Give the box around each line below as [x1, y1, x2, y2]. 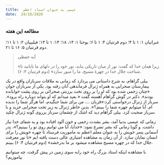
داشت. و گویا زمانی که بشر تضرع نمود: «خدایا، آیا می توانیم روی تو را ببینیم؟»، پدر [5, 123, 154, 130]
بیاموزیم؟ [5, 154, 23, 160]
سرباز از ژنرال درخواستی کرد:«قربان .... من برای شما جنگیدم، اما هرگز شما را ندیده [5, 98, 159, 104]
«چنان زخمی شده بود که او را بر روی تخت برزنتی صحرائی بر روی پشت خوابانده [5, 88, 150, 94]
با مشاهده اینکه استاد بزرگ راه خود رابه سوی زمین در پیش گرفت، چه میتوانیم [5, 149, 146, 155]
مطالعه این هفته [5, 28, 39, 35]
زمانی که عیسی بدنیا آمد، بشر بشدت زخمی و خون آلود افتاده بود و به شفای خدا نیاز [5, 118, 156, 124]
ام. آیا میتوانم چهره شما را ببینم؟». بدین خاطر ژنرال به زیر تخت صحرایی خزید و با [5, 104, 153, 110]
